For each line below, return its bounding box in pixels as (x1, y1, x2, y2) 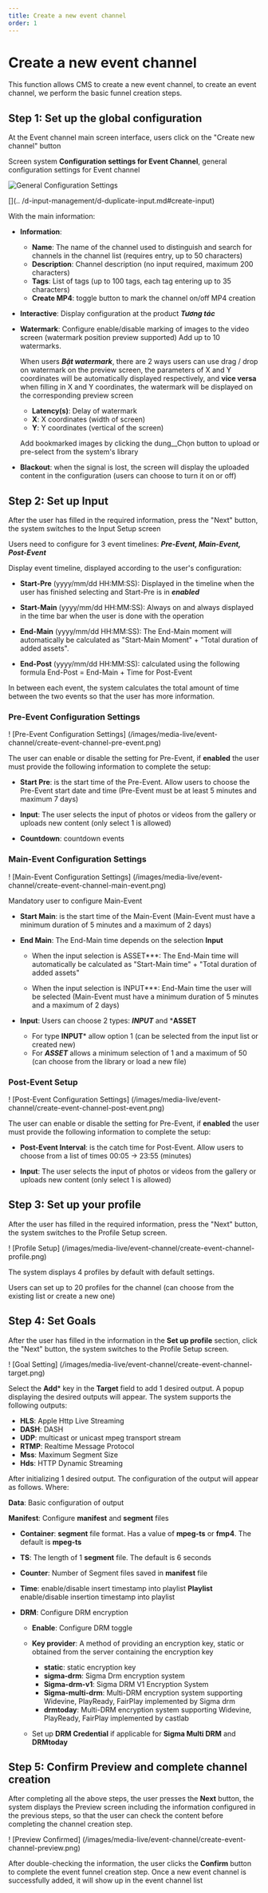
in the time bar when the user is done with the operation (19, 612, 205, 621)
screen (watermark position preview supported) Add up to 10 (19, 333, 221, 343)
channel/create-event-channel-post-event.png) (8, 1103, 165, 1112)
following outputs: (8, 1400, 68, 1410)
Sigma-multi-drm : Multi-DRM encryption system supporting (43, 1688, 243, 1697)
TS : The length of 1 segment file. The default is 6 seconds (19, 1552, 211, 1562)
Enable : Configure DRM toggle (31, 1622, 133, 1633)
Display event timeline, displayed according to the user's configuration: (8, 564, 242, 573)
